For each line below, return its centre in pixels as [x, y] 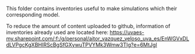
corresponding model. [33, 15]
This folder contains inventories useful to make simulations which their [92, 9]
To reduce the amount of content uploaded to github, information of [88, 26]
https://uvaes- [127, 32]
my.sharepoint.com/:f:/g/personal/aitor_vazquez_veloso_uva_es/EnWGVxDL [98, 38]
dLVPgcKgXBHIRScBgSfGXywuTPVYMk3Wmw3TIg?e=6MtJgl [82, 45]
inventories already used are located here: [57, 32]
